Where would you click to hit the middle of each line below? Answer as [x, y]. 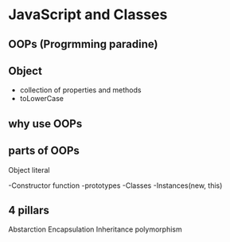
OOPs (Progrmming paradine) [83, 44]
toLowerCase [41, 99]
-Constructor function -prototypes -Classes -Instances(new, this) [115, 185]
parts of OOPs [44, 151]
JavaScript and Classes [88, 15]
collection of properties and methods [80, 90]
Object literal [29, 170]
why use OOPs [45, 124]
